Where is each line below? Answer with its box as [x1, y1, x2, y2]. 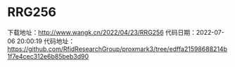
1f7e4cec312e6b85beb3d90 [7, 52, 89, 60]
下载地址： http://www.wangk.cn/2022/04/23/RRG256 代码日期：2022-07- [7, 28, 225, 36]
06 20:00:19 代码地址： [7, 36, 75, 45]
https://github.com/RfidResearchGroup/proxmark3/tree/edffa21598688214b [7, 45, 227, 53]
